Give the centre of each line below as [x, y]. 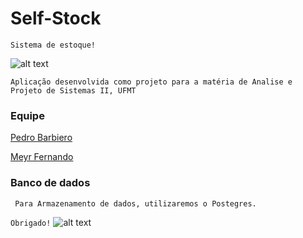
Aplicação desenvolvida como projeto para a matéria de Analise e [151, 82]
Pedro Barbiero [41, 138]
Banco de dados [50, 183]
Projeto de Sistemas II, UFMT [73, 90]
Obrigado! [31, 223]
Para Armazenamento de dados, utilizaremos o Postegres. [135, 203]
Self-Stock [56, 18]
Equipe [27, 115]
